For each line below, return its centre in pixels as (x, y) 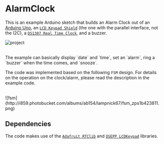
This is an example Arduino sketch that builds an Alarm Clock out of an (78, 22)
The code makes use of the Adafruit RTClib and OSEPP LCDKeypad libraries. (82, 136)
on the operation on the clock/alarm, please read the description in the (78, 77)
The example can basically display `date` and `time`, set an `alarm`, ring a (80, 57)
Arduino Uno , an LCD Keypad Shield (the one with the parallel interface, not (82, 27)
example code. (20, 83)
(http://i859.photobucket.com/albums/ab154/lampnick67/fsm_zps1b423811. (82, 103)
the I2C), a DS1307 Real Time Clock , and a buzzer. (56, 33)
